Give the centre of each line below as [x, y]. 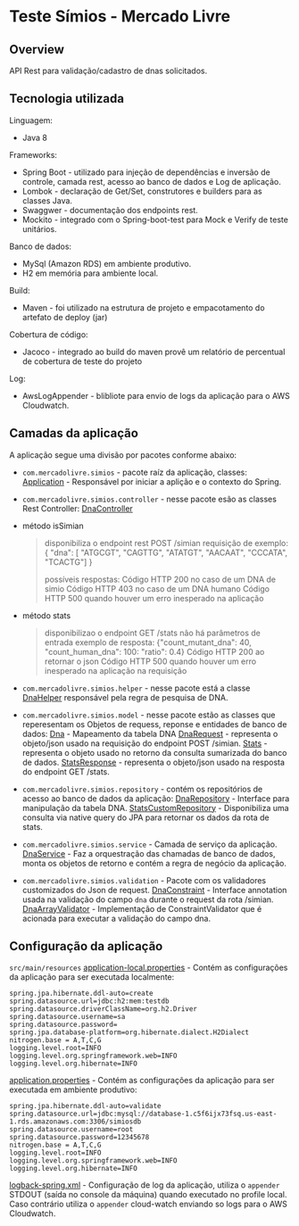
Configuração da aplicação [86, 946]
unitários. [39, 228]
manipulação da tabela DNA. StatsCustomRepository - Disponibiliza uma [155, 808]
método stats [46, 615]
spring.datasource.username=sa [67, 1017]
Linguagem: [31, 120]
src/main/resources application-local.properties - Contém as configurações [149, 968]
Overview [37, 50]
